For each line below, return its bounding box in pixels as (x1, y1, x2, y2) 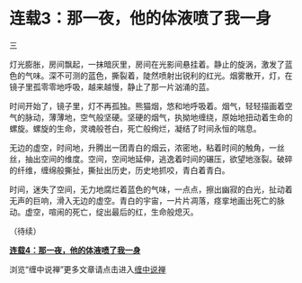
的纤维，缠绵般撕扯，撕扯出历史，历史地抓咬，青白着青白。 (9, 164, 230, 176)
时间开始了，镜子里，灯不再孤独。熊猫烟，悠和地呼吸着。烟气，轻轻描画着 (9, 100, 285, 111)
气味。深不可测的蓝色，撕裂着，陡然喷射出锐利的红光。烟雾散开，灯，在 (24, 69, 293, 81)
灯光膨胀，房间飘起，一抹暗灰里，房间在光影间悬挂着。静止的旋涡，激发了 (9, 59, 285, 69)
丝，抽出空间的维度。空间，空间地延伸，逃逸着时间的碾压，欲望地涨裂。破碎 (9, 153, 293, 164)
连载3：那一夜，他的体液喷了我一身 (9, 8, 272, 29)
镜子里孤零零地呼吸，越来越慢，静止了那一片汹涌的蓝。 (9, 81, 214, 92)
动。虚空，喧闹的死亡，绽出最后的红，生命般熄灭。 (9, 206, 199, 217)
